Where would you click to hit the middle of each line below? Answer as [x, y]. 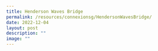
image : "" [18, 39]
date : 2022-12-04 [28, 22]
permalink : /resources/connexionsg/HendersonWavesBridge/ [79, 17]
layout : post [22, 28]
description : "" [26, 33]
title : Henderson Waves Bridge [45, 11]
